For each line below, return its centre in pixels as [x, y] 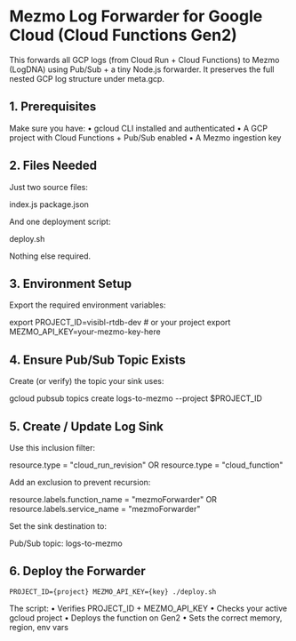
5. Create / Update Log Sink [87, 426]
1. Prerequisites [53, 107]
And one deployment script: [60, 221]
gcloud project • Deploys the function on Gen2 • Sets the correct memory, [146, 617]
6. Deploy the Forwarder [78, 571]
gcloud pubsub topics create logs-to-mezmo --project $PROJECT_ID [136, 398]
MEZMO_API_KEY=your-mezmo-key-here [85, 332]
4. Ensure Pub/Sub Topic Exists [98, 360]
